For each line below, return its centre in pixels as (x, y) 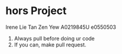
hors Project (36, 11)
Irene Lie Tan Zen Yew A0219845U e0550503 (61, 27)
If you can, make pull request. (50, 45)
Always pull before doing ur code (54, 38)
